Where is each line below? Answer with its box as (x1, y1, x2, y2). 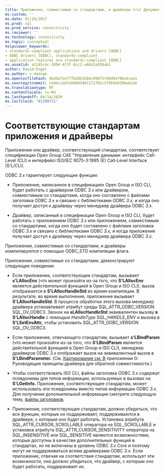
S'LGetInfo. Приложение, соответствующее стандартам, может (12, 381, 147, 387)
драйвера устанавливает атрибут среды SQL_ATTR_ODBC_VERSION (12, 304, 155, 310)
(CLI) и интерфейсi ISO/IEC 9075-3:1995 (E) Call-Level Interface (17, 157, 147, 163)
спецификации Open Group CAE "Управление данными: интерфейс (5, 152, 145, 158)
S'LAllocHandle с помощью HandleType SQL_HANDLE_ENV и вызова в (12, 314, 160, 321)
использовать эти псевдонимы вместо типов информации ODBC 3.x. (12, 386, 158, 392)
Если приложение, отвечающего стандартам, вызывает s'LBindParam (12, 334, 160, 340)
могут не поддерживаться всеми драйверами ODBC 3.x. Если (12, 448, 143, 454)
